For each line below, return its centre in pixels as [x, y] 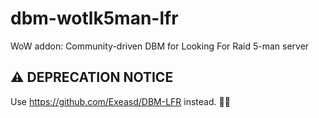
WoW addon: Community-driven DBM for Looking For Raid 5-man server [160, 46]
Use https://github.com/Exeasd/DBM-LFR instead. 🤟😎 [120, 101]
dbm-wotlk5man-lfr [94, 18]
